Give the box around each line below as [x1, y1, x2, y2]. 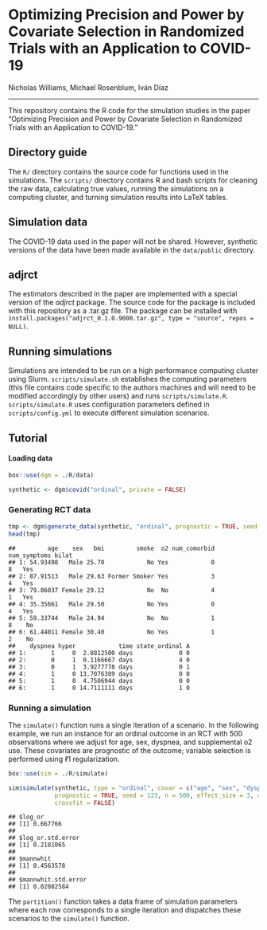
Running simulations [8, 344, 113, 358]
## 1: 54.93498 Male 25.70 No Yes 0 [8, 558, 215, 567]
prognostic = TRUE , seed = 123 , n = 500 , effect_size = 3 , [54, 791, 254, 799]
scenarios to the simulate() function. [8, 914, 130, 924]
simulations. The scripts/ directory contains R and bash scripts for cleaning [8, 175, 258, 185]
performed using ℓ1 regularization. [8, 754, 120, 763]
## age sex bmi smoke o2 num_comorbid [8, 544, 215, 552]
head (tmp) [8, 530, 41, 538]
